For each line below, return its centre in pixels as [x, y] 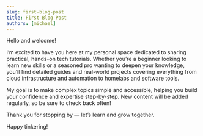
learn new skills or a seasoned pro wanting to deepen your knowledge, [95, 65]
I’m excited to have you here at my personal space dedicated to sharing [96, 52]
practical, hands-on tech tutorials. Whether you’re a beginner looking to [97, 59]
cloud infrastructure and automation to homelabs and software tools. [93, 78]
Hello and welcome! [31, 41]
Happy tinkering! [27, 127]
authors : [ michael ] [31, 23]
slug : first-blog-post [35, 12]
